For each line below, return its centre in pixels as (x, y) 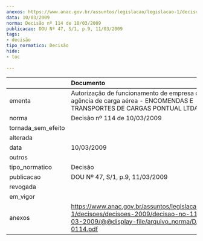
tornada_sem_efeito (37, 127)
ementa (20, 100)
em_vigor (22, 196)
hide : (13, 51)
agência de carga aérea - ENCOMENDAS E (132, 100)
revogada (23, 187)
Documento (88, 83)
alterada (21, 138)
